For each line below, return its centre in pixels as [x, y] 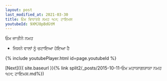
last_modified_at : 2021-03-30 [37, 15]
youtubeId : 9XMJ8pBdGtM [30, 24]
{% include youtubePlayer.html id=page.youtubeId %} [61, 58]
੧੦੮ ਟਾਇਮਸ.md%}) [25, 74]
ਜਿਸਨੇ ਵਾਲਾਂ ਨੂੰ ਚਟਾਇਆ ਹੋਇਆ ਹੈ [41, 48]
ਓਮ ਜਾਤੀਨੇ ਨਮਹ [19, 38]
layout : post [19, 10]
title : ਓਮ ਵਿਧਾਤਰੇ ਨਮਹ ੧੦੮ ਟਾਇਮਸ [39, 19]
